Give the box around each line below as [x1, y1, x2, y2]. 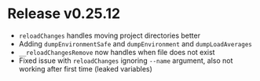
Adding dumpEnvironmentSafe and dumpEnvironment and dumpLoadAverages [18, 39, 252, 48]
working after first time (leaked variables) [18, 64, 152, 73]
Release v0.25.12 [7, 5, 121, 23]
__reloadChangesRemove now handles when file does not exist [18, 47, 215, 57]
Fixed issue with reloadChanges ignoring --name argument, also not [18, 56, 233, 65]
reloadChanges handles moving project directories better [18, 31, 201, 40]
